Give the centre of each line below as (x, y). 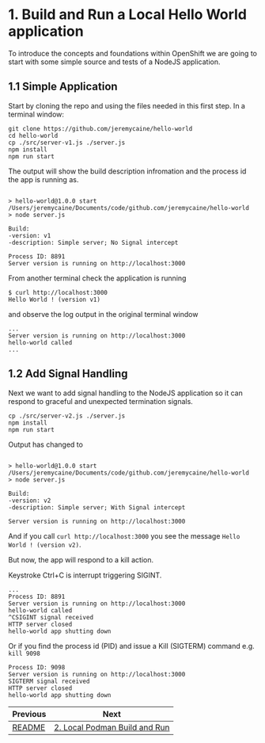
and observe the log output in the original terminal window (103, 314)
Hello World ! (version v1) (55, 299)
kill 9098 (25, 653)
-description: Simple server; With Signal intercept (97, 507)
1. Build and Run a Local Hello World (128, 15)
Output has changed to (45, 444)
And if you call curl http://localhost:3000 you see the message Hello (124, 535)
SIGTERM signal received (49, 681)
